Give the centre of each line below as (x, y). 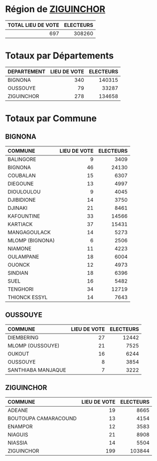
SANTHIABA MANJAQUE (37, 370)
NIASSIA (18, 443)
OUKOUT (18, 354)
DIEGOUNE (21, 183)
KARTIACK (20, 224)
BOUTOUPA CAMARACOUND (42, 418)
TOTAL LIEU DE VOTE (33, 25)
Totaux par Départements (59, 56)
